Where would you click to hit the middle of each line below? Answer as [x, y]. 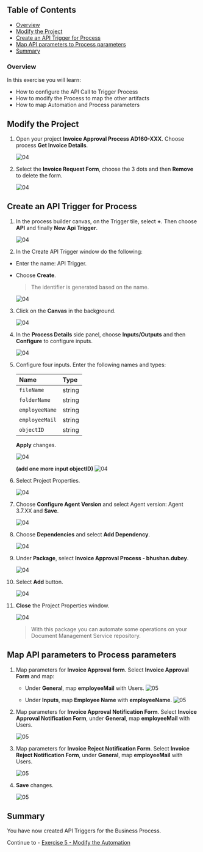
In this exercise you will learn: [44, 80]
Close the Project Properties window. [62, 606]
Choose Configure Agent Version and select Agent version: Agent [99, 504]
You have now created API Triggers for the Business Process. [84, 831]
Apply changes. [36, 445]
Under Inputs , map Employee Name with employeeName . [98, 700]
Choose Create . [36, 275]
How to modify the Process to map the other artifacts [83, 98]
